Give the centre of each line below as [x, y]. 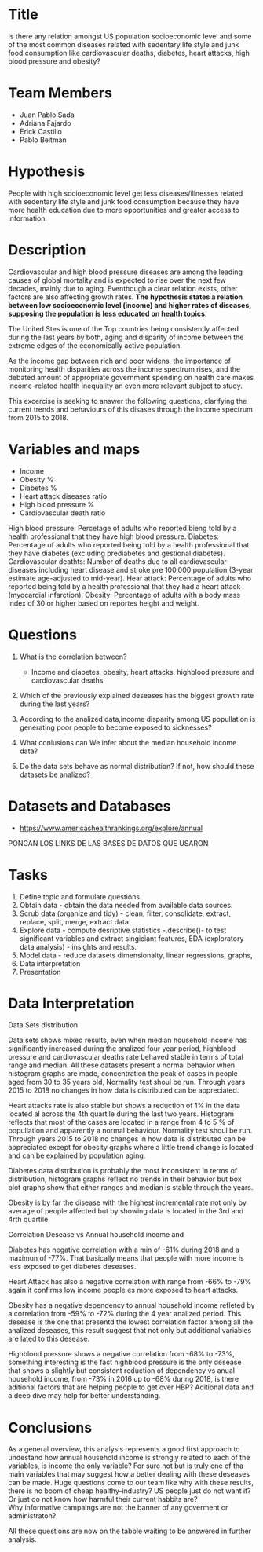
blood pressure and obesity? [54, 61]
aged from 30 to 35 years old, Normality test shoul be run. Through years [127, 1082]
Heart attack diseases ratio [63, 496]
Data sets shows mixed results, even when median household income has [128, 1040]
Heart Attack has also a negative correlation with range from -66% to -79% [130, 1282]
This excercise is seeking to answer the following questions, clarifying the [128, 401]
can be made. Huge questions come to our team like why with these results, [131, 1483]
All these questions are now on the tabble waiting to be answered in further [130, 1531]
